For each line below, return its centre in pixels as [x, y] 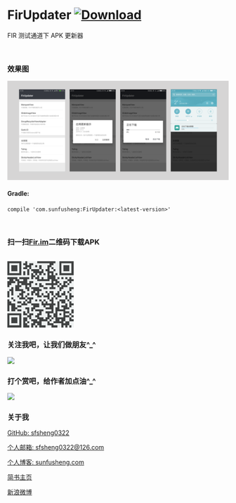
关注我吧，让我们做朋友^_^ [52, 345]
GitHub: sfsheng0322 [39, 433]
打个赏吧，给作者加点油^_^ [52, 381]
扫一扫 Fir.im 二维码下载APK [53, 242]
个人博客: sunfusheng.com [46, 462]
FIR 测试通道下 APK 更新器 [45, 35]
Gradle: [18, 194]
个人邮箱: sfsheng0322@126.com [56, 448]
